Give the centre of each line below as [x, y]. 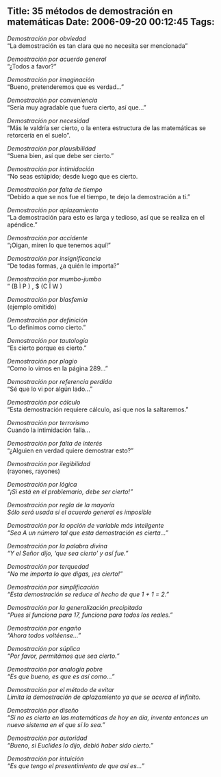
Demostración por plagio [42, 361]
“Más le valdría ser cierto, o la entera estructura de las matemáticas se [107, 128]
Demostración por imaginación [51, 79]
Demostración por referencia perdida [60, 381]
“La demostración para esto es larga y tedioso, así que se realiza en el [106, 217]
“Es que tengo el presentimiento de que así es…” [76, 765]
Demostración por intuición [45, 759]
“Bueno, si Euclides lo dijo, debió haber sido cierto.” [80, 745]
